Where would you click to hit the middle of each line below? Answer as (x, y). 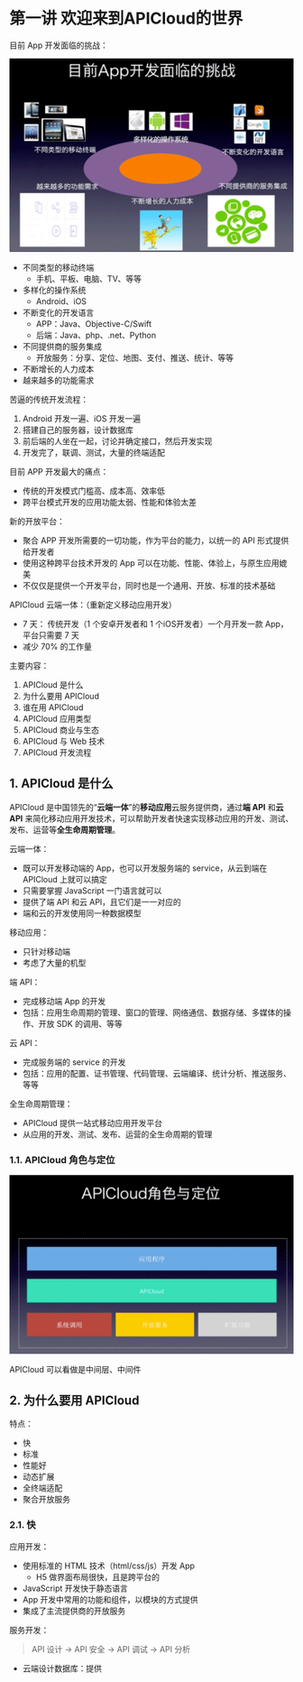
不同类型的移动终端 (58, 267)
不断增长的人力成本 (58, 369)
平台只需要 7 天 (50, 635)
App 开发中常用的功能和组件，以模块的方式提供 (110, 1599)
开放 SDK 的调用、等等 (81, 1023)
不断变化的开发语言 (58, 312)
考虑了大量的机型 (54, 963)
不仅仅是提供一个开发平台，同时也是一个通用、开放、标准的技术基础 (149, 585)
